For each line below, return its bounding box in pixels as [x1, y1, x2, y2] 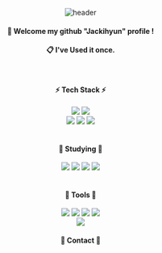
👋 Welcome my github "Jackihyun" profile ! [6, 26, 155, 36]
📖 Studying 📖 [58, 144, 103, 154]
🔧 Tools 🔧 [64, 190, 97, 200]
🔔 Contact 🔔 [60, 235, 101, 245]
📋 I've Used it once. [46, 45, 115, 55]
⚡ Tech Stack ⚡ [55, 85, 106, 95]
